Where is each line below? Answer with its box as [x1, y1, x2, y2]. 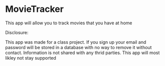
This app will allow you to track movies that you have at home [5, 20, 132, 26]
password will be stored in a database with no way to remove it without [5, 44, 152, 50]
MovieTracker [5, 3, 64, 15]
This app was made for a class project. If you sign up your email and [5, 39, 146, 45]
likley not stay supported [5, 55, 57, 61]
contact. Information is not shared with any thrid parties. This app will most [5, 50, 160, 56]
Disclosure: [5, 29, 29, 35]
